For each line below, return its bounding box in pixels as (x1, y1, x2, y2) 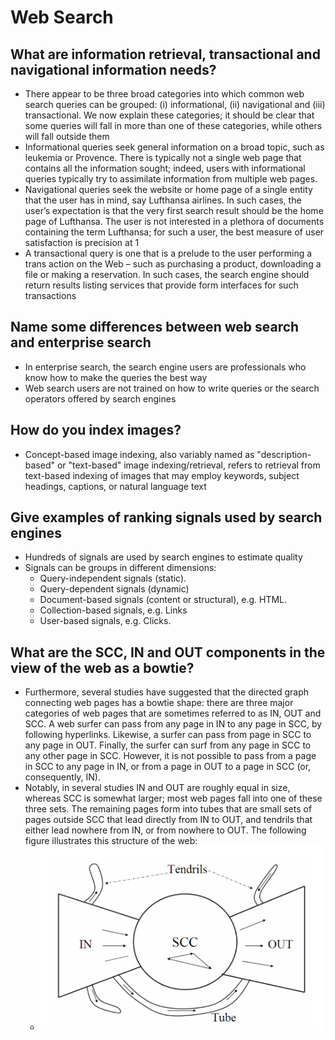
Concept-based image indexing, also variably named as (24, 448, 255, 460)
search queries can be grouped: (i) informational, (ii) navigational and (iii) (24, 99, 326, 110)
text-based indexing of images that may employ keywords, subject (24, 469, 300, 481)
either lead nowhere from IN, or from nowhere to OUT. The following (24, 824, 307, 836)
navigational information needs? (10, 61, 217, 78)
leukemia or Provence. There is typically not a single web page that (24, 152, 302, 163)
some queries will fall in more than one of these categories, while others (24, 120, 323, 131)
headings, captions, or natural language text (24, 480, 207, 492)
